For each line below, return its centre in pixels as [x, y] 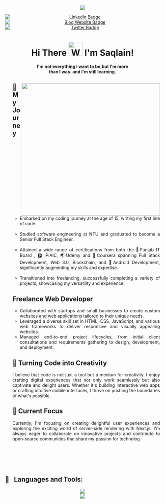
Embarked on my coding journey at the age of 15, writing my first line [90, 218]
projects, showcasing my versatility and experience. [72, 283]
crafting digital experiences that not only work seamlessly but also [86, 380]
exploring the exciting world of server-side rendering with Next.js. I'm [86, 428]
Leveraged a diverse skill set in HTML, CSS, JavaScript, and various [90, 321]
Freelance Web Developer [53, 299]
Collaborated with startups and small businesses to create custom [90, 311]
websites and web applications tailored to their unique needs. [82, 316]
